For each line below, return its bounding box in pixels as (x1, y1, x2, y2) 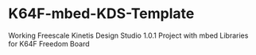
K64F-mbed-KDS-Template (8, 5, 195, 23)
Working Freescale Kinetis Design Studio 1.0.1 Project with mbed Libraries (8, 31, 249, 40)
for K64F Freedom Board (8, 38, 90, 48)
